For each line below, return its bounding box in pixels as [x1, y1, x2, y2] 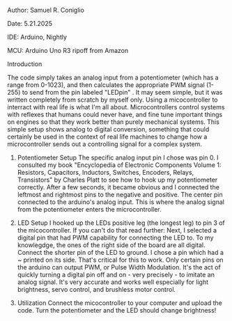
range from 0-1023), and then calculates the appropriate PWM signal [7, 81, 206, 89]
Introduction [7, 60, 42, 68]
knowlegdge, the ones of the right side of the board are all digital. [17, 241, 206, 249]
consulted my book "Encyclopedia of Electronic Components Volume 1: [17, 161, 222, 169]
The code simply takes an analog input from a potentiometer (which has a [7, 73, 219, 81]
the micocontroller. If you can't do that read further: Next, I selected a [17, 226, 217, 234]
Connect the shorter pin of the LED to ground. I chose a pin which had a [17, 249, 224, 256]
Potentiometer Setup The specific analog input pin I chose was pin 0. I [17, 153, 219, 162]
